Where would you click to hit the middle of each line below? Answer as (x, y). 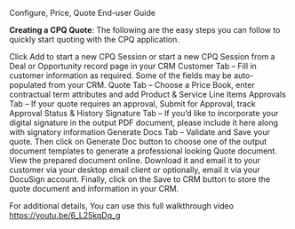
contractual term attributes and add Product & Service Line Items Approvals (147, 94)
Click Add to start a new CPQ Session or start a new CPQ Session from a (142, 56)
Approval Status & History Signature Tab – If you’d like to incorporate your (144, 113)
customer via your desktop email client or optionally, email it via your (135, 170)
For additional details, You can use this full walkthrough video (121, 206)
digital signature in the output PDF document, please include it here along (144, 122)
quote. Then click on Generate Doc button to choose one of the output (138, 142)
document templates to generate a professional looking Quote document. (144, 151)
